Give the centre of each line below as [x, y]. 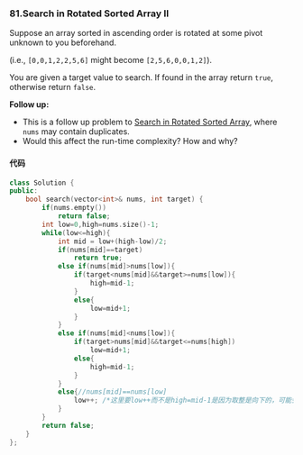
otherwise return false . [53, 87]
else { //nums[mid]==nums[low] [112, 392]
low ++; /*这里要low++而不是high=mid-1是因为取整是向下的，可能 [183, 400]
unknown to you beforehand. [63, 42]
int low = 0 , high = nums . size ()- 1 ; [101, 224]
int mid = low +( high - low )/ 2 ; [112, 241]
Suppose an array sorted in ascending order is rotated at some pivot [136, 33]
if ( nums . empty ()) [74, 208]
